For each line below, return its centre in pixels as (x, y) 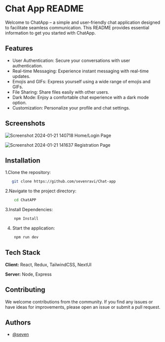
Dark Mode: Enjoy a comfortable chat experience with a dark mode (81, 97)
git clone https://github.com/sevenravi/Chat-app (64, 181)
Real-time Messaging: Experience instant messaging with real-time (81, 71)
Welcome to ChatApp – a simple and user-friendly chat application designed (83, 22)
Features (19, 48)
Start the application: (34, 228)
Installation (23, 160)
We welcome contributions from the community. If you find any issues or (79, 302)
